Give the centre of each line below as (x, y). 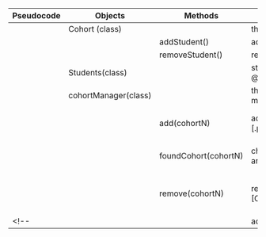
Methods (201, 15)
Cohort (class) (95, 29)
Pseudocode (36, 15)
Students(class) (98, 73)
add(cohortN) (185, 123)
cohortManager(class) (110, 96)
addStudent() (184, 42)
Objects (110, 15)
